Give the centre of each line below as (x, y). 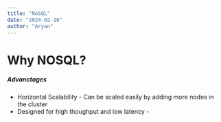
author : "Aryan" (30, 26)
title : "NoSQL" (29, 13)
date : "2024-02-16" (35, 20)
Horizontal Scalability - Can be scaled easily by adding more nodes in (115, 97)
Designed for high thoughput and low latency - (83, 111)
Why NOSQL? (47, 60)
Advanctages (27, 80)
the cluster (32, 104)
